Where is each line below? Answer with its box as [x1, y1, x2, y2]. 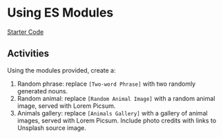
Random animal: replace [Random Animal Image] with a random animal [17, 94, 215, 102]
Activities [7, 48, 50, 59]
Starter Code [7, 28, 44, 36]
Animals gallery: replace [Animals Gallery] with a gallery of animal [17, 109, 209, 117]
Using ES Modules [7, 5, 114, 21]
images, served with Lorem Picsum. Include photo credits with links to [17, 116, 217, 124]
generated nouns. [17, 86, 68, 95]
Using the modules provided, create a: [7, 66, 116, 74]
